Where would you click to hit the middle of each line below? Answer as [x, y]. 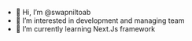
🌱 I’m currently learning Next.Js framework [85, 29]
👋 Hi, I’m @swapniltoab [53, 12]
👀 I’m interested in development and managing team [100, 20]
